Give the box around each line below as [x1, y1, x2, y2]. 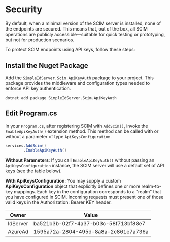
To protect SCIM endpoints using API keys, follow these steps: [5, 46, 135, 52]
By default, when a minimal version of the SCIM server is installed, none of [5, 20, 161, 26]
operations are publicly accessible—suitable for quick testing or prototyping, [5, 31, 165, 37]
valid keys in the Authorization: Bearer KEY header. [5, 199, 112, 205]
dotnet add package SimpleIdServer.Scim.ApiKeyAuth [5, 95, 117, 100]
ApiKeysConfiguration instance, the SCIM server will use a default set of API [5, 163, 164, 169]
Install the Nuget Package [5, 61, 88, 70]
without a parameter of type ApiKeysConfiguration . [5, 133, 112, 139]
